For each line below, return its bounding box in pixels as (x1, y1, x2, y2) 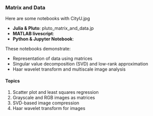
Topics (5, 78, 20, 84)
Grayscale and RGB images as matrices (12, 94, 95, 100)
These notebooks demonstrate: (5, 46, 71, 52)
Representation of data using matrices (12, 55, 93, 62)
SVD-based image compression (12, 100, 80, 106)
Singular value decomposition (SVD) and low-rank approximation (12, 61, 148, 67)
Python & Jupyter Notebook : (12, 36, 74, 42)
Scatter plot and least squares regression (12, 89, 99, 95)
